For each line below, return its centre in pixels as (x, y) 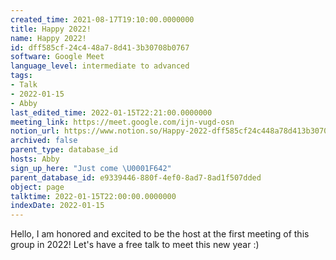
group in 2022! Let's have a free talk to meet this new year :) (135, 245)
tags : (21, 76)
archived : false (44, 141)
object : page (37, 187)
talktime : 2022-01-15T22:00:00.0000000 (93, 196)
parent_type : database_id (64, 150)
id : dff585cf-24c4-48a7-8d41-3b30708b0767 (100, 47)
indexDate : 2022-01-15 (57, 206)
